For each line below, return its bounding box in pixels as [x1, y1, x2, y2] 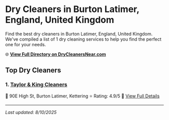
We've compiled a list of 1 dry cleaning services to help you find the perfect [5, 36, 162, 42]
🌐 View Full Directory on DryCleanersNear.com [5, 51, 107, 57]
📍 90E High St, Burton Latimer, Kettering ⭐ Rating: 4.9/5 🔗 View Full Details [5, 93, 160, 99]
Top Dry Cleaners [5, 66, 61, 75]
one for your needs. [5, 41, 46, 47]
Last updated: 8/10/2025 [5, 109, 57, 115]
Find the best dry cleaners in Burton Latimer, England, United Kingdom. [5, 31, 153, 37]
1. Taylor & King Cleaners [5, 81, 67, 88]
